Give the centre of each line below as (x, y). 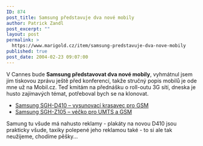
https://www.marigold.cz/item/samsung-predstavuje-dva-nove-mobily (99, 46)
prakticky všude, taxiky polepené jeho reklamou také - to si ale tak (89, 130)
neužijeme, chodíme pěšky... (42, 136)
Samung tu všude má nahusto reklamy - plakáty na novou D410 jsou (91, 123)
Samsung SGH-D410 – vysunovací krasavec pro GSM (82, 105)
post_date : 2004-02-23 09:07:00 (47, 57)
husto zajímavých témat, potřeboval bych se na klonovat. (77, 93)
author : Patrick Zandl (35, 23)
